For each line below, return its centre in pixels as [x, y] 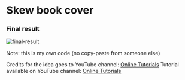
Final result [23, 29]
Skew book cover [50, 10]
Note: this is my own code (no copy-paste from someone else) [83, 53]
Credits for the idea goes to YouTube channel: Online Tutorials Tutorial [93, 65]
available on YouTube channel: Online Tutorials [64, 71]
